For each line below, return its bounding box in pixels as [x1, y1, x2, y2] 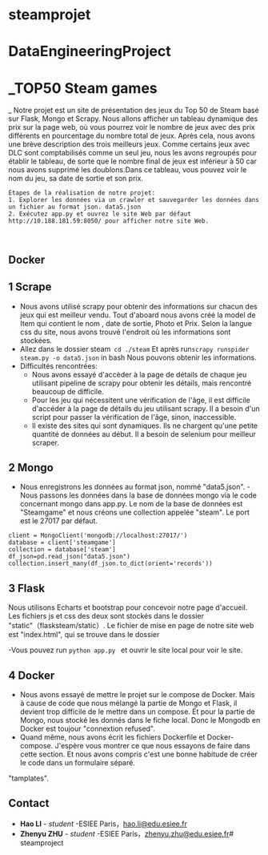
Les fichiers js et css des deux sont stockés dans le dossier [8, 611, 204, 621]
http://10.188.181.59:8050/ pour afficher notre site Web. [8, 217, 210, 225]
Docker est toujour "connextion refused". [19, 724, 156, 733]
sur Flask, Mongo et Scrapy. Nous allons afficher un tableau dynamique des [8, 114, 258, 123]
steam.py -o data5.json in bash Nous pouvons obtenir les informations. [19, 353, 258, 362]
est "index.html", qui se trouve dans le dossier [8, 630, 160, 639]
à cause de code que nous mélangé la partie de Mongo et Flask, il [19, 698, 238, 708]
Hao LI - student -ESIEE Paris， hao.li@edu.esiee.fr [19, 819, 188, 829]
